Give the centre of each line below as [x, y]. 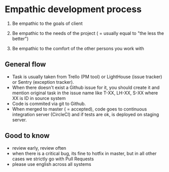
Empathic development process [73, 9]
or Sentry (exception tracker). [43, 82]
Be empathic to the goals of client [47, 23]
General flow [25, 64]
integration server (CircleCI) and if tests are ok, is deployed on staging [86, 114]
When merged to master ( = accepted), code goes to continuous [79, 109]
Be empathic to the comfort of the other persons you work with [78, 48]
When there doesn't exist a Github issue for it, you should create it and [86, 87]
